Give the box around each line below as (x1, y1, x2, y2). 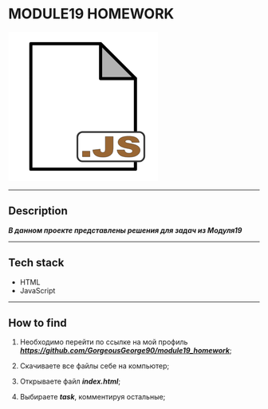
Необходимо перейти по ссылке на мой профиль (19, 337, 188, 347)
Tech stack (8, 256, 65, 269)
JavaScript (19, 285, 56, 295)
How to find (8, 316, 67, 329)
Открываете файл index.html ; (19, 376, 121, 387)
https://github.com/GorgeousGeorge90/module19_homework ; (19, 346, 233, 356)
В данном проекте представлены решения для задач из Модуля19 (8, 225, 242, 235)
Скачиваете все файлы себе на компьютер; (19, 361, 170, 371)
